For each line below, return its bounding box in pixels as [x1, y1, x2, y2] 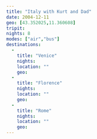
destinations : [6, 42, 42, 48]
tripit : [6, 25, 26, 31]
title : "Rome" [17, 108, 52, 114]
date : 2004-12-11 [6, 14, 49, 20]
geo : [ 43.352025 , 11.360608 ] [6, 20, 76, 25]
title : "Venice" [17, 53, 58, 59]
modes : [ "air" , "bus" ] [6, 36, 60, 42]
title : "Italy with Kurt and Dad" [6, 8, 92, 15]
